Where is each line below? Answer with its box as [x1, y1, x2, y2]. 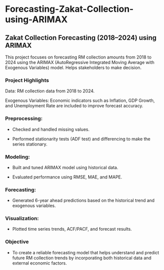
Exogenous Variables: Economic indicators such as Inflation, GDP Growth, [5, 97, 155, 104]
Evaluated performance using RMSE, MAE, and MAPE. [12, 174, 122, 180]
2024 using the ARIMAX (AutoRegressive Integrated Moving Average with [5, 60, 155, 65]
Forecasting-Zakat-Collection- [5, 3, 134, 15]
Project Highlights [5, 77, 49, 84]
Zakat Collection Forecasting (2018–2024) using [5, 33, 157, 42]
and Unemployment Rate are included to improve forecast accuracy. [5, 103, 144, 109]
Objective [5, 239, 29, 245]
